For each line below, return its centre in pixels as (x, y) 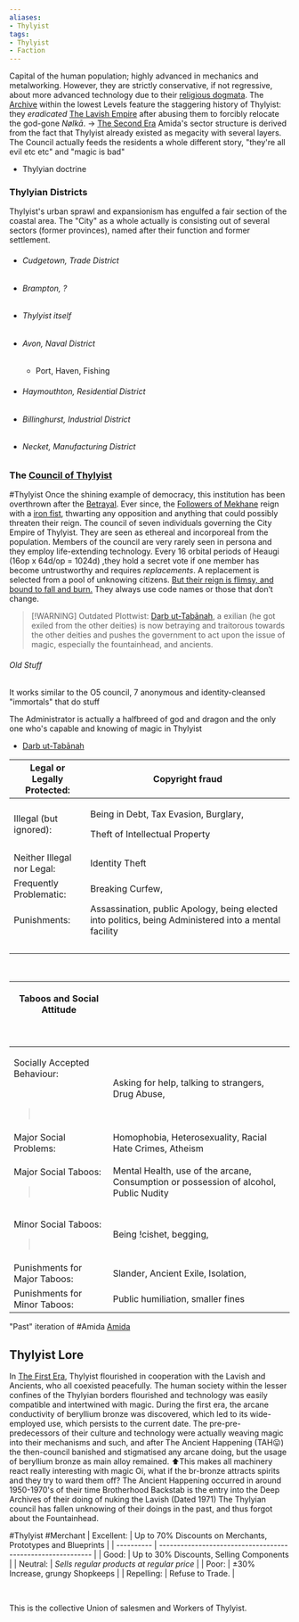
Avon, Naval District (59, 343)
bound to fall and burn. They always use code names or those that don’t (141, 589)
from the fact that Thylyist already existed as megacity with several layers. (145, 133)
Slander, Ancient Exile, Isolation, (179, 1273)
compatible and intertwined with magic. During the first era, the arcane (139, 1404)
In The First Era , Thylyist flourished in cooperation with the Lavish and (137, 1376)
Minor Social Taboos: (58, 1224)
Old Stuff (26, 664)
